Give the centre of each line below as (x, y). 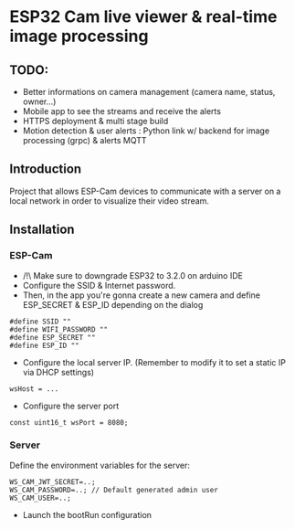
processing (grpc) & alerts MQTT (85, 140)
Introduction (46, 169)
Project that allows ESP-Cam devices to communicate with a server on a (145, 191)
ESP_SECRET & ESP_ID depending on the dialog (113, 304)
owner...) (39, 101)
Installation (42, 230)
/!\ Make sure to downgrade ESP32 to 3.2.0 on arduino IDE (133, 275)
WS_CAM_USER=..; (40, 498)
